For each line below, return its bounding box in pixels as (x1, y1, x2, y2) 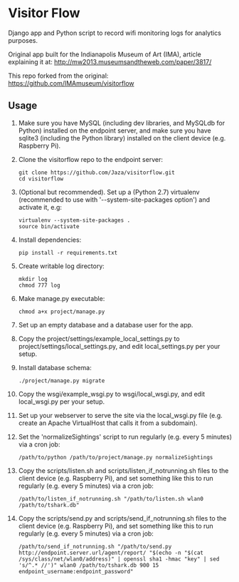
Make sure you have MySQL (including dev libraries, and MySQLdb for (18, 118, 225, 127)
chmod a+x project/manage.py (18, 308, 105, 315)
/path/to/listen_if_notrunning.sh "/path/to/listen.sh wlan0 (18, 495, 204, 502)
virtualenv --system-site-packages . (18, 216, 131, 224)
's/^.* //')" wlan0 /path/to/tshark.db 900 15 (18, 561, 159, 568)
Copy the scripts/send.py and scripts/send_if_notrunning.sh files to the (18, 514, 227, 522)
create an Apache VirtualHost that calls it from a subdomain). (18, 419, 198, 427)
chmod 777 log (18, 282, 60, 289)
